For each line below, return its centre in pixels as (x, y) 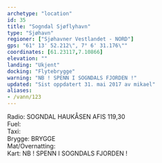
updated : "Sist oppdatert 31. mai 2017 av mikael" (81, 84)
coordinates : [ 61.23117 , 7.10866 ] (55, 52)
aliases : (20, 90)
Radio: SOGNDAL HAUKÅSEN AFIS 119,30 (66, 117)
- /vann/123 (24, 97)
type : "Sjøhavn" (30, 33)
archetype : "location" (40, 13)
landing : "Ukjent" (33, 65)
